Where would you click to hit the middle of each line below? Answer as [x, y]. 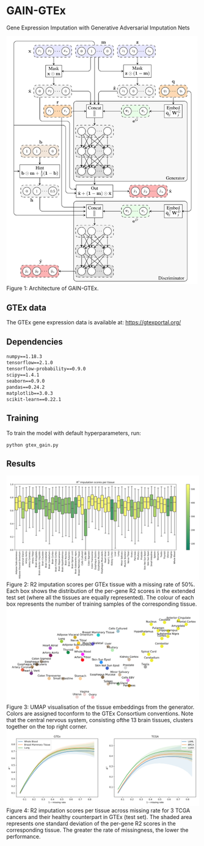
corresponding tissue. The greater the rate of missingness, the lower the [97, 830]
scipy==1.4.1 [23, 375]
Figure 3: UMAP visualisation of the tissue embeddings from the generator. [100, 707]
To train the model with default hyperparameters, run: [74, 433]
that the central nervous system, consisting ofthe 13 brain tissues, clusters [100, 720]
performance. [24, 837]
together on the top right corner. [47, 726]
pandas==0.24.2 [26, 387]
